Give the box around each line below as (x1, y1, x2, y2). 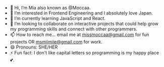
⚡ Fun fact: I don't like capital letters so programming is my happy (10, 50, 147, 55)
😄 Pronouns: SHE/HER (10, 44, 58, 50)
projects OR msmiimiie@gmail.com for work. (10, 39, 102, 44)
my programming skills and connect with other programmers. (10, 26, 138, 32)
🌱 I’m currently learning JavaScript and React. (10, 15, 106, 21)
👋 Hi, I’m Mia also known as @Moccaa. (10, 5, 91, 10)
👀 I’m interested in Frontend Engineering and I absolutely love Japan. (10, 10, 153, 16)
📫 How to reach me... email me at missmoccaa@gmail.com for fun (10, 31, 149, 37)
